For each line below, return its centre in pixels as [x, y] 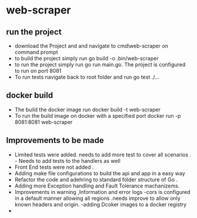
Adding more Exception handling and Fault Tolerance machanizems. [97, 186]
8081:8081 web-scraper [44, 122]
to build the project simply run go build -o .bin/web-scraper [86, 58]
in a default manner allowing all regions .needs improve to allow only [97, 198]
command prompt [36, 52]
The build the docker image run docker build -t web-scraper [87, 110]
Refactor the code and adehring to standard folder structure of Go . [96, 179]
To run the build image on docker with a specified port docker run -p [98, 115]
